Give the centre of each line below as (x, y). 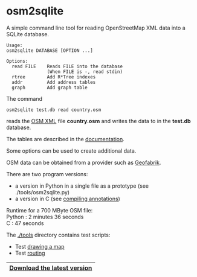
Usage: (15, 45)
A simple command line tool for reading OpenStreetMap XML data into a (96, 28)
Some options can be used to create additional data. (71, 151)
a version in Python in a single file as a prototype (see (82, 186)
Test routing (30, 253)
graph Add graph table (50, 88)
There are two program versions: (47, 174)
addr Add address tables (54, 82)
